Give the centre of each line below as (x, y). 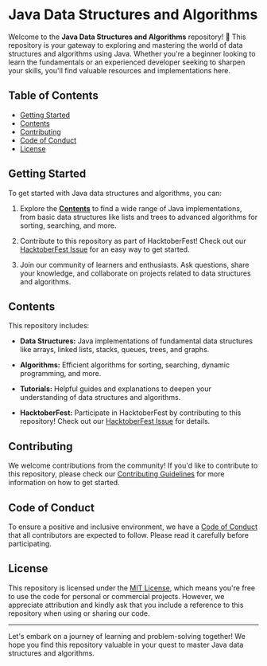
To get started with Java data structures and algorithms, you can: (115, 193)
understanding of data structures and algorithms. (100, 398)
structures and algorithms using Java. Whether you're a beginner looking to (132, 53)
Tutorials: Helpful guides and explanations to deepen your (116, 389)
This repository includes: (49, 326)
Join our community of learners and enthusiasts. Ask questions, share (134, 264)
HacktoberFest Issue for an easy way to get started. (104, 249)
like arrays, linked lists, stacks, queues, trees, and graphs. (114, 350)
